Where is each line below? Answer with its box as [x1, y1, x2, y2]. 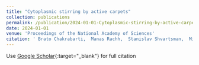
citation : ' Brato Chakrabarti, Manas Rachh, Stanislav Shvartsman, [6, 36, 184, 42]
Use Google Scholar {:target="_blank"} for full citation [6, 53, 136, 59]
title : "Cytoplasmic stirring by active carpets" [6, 8, 131, 15]
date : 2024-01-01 [6, 25, 49, 31]
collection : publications [6, 14, 70, 20]
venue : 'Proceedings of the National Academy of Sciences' [6, 31, 155, 37]
